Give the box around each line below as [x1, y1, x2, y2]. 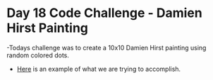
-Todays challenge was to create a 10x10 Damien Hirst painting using [6, 43, 207, 52]
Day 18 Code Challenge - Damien [6, 5, 202, 21]
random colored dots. [6, 51, 70, 59]
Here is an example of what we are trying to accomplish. [16, 64, 181, 73]
